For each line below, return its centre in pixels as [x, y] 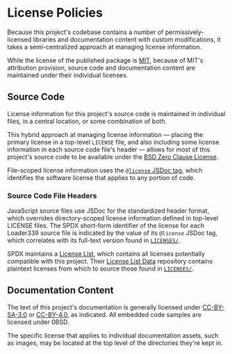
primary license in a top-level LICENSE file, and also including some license [113, 142]
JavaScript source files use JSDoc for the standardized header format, [108, 211]
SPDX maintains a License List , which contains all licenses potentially [106, 254]
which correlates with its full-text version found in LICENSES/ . [94, 241]
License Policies [55, 13]
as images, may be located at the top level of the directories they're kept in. [115, 343]
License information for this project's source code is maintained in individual [116, 113]
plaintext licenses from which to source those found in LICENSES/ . [101, 268]
